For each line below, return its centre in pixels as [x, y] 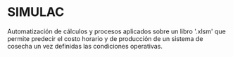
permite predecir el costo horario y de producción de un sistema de [105, 38]
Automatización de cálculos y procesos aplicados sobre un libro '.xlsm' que [117, 31]
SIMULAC [36, 12]
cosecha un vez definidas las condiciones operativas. [85, 46]
